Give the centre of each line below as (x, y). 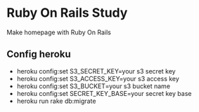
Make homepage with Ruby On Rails (59, 32)
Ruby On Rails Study (67, 13)
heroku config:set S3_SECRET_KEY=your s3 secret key (96, 71)
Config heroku (39, 54)
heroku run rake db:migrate (56, 101)
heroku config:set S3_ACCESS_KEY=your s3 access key (98, 78)
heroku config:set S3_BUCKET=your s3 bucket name (93, 86)
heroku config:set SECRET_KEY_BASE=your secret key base (104, 93)
